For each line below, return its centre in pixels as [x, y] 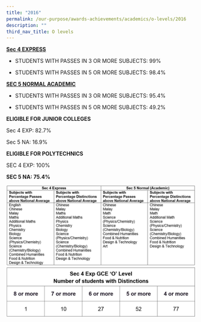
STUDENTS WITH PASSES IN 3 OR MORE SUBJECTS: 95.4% [90, 96]
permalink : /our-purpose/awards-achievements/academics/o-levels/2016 [96, 19]
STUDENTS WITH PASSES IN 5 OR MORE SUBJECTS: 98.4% [90, 72]
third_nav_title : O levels [40, 32]
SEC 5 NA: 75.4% [28, 177]
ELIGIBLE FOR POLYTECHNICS [45, 154]
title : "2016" [24, 13]
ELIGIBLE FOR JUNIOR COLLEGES [49, 119]
